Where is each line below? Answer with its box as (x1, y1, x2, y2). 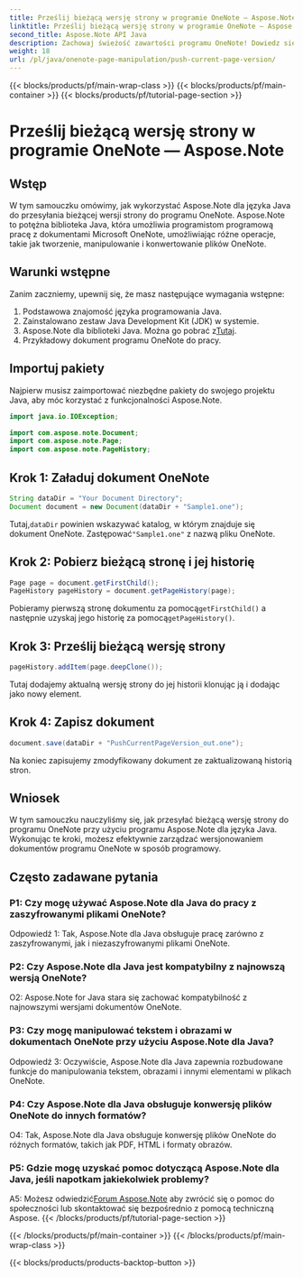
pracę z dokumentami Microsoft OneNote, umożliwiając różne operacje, (9, 229, 277, 239)
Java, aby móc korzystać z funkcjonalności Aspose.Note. (9, 394, 223, 405)
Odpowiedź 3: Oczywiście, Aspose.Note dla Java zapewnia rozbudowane (9, 1056, 284, 1067)
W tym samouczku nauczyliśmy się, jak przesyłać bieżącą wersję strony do (9, 814, 289, 826)
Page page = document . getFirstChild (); (9, 578, 160, 588)
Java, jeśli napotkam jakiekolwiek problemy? (9, 1172, 210, 1185)
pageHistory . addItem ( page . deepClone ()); (9, 662, 164, 672)
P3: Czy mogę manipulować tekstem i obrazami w (9, 1024, 233, 1037)
